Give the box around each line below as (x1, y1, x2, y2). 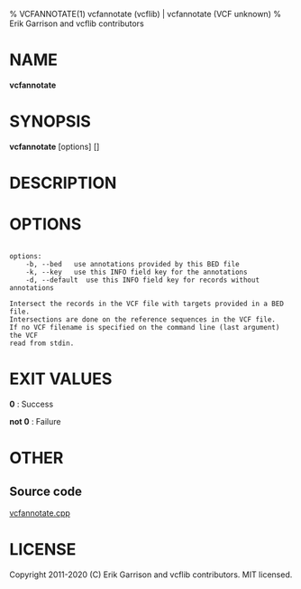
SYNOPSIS (9, 111, 92, 132)
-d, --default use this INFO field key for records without (25, 276, 260, 285)
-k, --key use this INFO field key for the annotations (25, 267, 248, 276)
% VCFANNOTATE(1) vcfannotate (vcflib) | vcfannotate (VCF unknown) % (9, 9, 282, 19)
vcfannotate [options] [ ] (9, 141, 100, 152)
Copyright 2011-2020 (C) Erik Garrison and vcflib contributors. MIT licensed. (9, 569, 293, 580)
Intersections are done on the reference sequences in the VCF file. (9, 315, 277, 324)
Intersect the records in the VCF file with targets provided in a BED (9, 299, 284, 308)
